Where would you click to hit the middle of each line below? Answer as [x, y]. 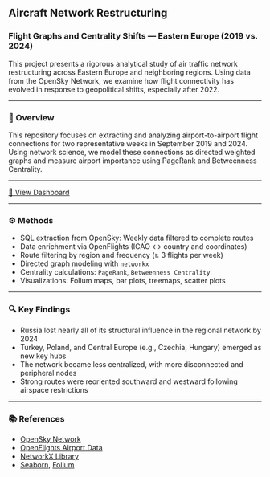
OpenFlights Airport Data [61, 447]
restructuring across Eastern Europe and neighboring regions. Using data [129, 72]
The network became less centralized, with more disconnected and [131, 364]
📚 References [37, 418]
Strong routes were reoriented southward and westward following [129, 381]
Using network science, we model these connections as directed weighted [132, 152]
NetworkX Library [49, 456]
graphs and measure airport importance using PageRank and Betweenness [133, 161]
